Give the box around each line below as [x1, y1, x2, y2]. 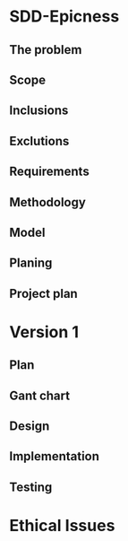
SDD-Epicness [9, 6, 120, 27]
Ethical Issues [9, 516, 115, 536]
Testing [9, 479, 53, 494]
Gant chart [9, 388, 70, 403]
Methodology [9, 195, 87, 210]
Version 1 [9, 321, 79, 342]
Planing [9, 256, 53, 271]
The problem [9, 42, 82, 57]
